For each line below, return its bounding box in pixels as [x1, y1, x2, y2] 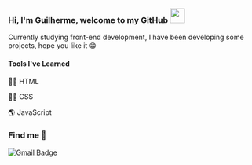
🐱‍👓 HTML [8, 76, 39, 86]
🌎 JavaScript [8, 107, 53, 117]
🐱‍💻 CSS [8, 91, 34, 101]
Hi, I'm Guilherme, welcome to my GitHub [8, 14, 169, 25]
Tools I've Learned [8, 59, 71, 68]
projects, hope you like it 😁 [8, 41, 97, 50]
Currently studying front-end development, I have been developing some [8, 32, 245, 42]
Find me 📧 [8, 130, 47, 141]
